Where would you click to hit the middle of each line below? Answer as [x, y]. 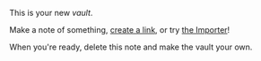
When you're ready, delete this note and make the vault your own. [131, 47]
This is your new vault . [51, 13]
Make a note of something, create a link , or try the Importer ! [120, 30]
